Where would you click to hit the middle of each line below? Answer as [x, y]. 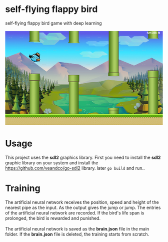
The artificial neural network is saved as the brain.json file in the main [77, 229]
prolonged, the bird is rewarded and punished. [53, 218]
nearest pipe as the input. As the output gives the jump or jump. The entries [83, 208]
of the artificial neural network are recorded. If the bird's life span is [75, 213]
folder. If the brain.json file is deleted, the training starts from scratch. [77, 234]
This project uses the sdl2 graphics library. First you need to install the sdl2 [83, 158]
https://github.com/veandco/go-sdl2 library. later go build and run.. [75, 168]
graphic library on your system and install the [52, 163]
